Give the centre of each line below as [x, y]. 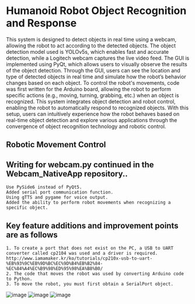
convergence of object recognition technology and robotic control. [86, 126]
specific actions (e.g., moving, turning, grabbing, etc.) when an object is [93, 95]
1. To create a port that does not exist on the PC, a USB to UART [90, 248]
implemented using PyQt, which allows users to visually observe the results [97, 64]
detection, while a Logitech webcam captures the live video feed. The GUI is [98, 58]
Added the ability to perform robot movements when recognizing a [88, 203]
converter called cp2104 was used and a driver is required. [82, 253]
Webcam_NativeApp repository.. [67, 174]
